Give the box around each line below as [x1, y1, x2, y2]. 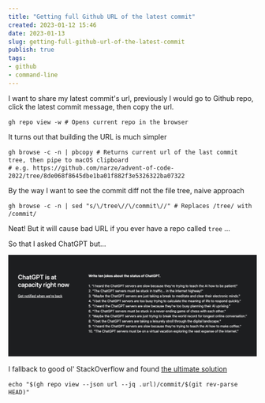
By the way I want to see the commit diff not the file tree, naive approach [8, 185, 244, 195]
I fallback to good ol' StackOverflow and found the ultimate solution [8, 364, 227, 374]
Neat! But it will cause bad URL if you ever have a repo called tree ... [8, 223, 231, 233]
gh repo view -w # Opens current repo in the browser [8, 118, 189, 126]
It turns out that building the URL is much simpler [8, 132, 167, 141]
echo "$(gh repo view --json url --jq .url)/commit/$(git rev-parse [8, 380, 238, 388]
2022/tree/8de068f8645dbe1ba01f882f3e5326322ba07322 [8, 172, 185, 180]
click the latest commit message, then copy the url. [8, 102, 174, 111]
